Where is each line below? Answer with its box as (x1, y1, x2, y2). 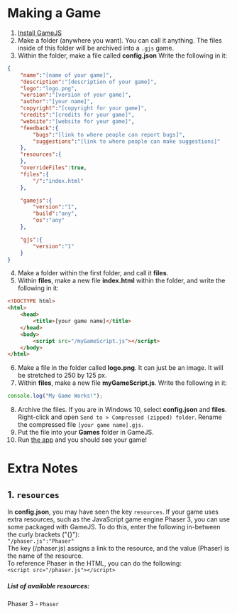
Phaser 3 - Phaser (7, 600, 59, 608)
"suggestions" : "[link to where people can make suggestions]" (33, 137, 221, 145)
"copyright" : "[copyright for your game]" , (20, 105, 148, 112)
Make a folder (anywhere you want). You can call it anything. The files (17, 36, 222, 44)
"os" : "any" (33, 217, 65, 224)
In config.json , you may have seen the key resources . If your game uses (7, 507, 219, 517)
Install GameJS (17, 28, 62, 37)
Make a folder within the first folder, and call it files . (17, 269, 169, 277)
